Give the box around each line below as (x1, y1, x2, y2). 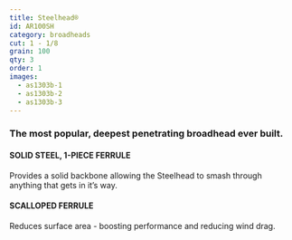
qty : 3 (9, 55, 34, 64)
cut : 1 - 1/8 (9, 38, 59, 48)
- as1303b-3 (17, 97, 63, 107)
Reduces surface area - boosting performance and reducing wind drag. (9, 220, 276, 231)
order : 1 (9, 64, 42, 73)
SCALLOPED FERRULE (9, 200, 94, 211)
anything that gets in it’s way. (9, 179, 118, 190)
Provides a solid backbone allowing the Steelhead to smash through (9, 169, 262, 181)
